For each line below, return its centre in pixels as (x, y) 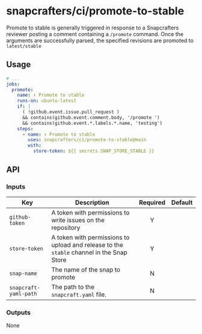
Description (92, 202)
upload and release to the (87, 244)
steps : (25, 129)
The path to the (73, 287)
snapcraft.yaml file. (79, 294)
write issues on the (78, 220)
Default (182, 202)
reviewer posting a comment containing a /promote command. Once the (95, 34)
